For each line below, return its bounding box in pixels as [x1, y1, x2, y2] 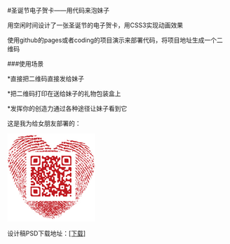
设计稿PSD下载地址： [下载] [7, 229, 86, 237]
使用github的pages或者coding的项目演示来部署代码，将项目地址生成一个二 [7, 36, 223, 44]
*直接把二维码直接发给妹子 [7, 74, 85, 83]
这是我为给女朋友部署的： [7, 119, 81, 128]
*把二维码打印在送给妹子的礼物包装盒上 [7, 90, 121, 97]
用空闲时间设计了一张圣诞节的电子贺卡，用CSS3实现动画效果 [7, 21, 184, 29]
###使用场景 [7, 60, 44, 68]
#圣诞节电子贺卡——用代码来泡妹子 [7, 6, 110, 14]
